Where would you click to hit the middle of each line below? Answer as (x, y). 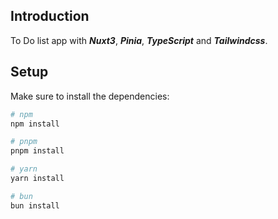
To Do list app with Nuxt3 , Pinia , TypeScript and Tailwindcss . (139, 40)
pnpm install (37, 151)
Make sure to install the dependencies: (90, 96)
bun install (35, 205)
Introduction (50, 16)
